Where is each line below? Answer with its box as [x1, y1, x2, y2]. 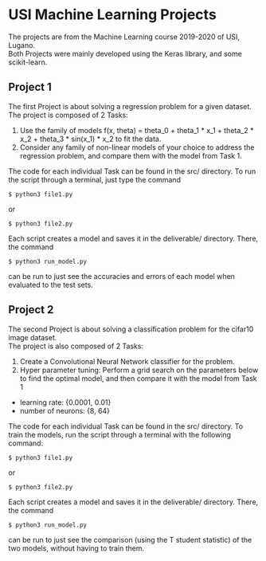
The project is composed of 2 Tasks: [8, 110, 129, 120]
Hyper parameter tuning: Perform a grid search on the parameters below [19, 365, 259, 375]
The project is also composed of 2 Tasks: [8, 341, 144, 351]
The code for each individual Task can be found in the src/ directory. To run [8, 166, 256, 176]
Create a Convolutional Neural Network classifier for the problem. [19, 356, 235, 366]
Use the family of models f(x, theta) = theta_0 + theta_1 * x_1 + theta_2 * [19, 125, 254, 135]
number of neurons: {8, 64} [19, 406, 110, 415]
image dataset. [8, 332, 57, 342]
